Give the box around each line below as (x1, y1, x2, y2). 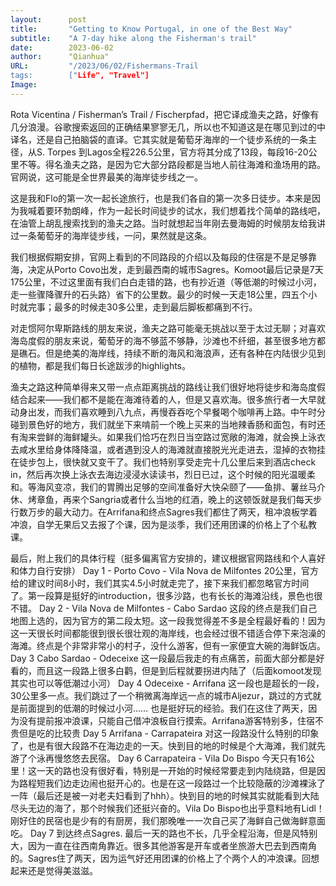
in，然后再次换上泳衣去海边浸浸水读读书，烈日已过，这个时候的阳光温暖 (10, 468, 307, 480)
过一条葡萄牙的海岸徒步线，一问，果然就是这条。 (10, 229, 212, 241)
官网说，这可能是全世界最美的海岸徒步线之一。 (10, 171, 203, 183)
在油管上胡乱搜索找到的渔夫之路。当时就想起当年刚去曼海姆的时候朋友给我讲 (10, 217, 326, 229)
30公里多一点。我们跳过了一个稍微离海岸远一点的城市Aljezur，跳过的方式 (10, 689, 313, 701)
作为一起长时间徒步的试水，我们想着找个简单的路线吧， (97, 204, 326, 216)
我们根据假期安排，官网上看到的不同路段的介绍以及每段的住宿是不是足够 (10, 251, 308, 263)
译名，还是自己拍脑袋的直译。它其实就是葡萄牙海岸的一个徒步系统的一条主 (10, 133, 317, 145)
